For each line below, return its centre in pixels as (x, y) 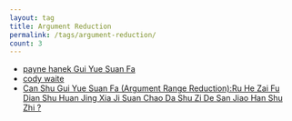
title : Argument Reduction (60, 26)
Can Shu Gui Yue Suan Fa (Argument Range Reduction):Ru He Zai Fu (151, 88)
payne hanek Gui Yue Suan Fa (79, 69)
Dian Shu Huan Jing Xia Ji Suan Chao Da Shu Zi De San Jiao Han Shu (153, 98)
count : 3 (26, 43)
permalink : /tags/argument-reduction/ (83, 35)
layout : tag (32, 18)
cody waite (43, 79)
